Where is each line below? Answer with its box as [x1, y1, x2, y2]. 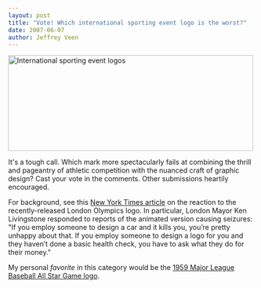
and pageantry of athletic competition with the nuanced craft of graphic [8, 166, 240, 175]
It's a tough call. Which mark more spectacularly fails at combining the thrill [8, 158, 252, 167]
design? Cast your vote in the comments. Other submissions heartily [8, 174, 229, 184]
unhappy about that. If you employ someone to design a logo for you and [8, 231, 244, 240]
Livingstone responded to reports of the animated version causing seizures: [8, 214, 253, 224]
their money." [8, 248, 52, 257]
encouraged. [8, 182, 49, 192]
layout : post [8, 11, 51, 20]
